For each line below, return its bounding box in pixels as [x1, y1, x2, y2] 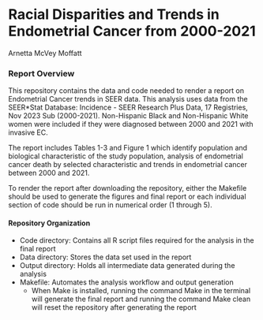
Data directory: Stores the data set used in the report [19, 252, 192, 262]
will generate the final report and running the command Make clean [31, 294, 251, 304]
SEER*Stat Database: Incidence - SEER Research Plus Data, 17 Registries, [8, 102, 249, 112]
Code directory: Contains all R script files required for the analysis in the [19, 236, 254, 245]
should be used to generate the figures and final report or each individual [8, 192, 246, 202]
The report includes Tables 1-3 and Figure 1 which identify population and [8, 143, 247, 153]
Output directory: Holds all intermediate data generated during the [19, 261, 235, 270]
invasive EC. [8, 128, 49, 137]
